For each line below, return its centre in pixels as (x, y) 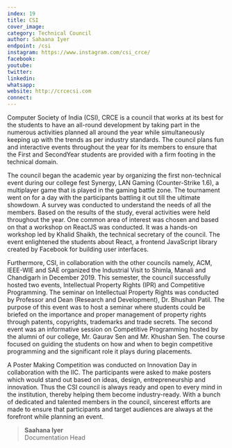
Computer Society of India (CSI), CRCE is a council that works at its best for (115, 118)
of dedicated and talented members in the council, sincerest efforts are (109, 402)
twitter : (20, 72)
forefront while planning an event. (56, 417)
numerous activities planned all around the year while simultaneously (106, 132)
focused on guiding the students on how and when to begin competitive (110, 344)
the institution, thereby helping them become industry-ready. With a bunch (114, 394)
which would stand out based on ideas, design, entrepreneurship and (107, 379)
